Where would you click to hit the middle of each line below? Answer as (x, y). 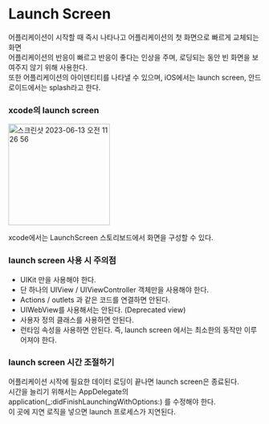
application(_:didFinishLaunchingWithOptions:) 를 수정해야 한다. (112, 402)
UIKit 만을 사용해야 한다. (58, 279)
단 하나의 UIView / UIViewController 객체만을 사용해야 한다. (114, 289)
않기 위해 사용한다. (59, 67)
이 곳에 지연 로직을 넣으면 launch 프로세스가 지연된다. (92, 411)
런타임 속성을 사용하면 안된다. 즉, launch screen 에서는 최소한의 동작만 (131, 329)
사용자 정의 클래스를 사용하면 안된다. (77, 320)
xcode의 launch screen (54, 110)
